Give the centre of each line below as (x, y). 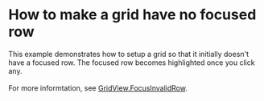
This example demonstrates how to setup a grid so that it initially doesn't (129, 54)
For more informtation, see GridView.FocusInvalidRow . (98, 88)
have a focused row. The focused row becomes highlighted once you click (132, 63)
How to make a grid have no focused (132, 15)
